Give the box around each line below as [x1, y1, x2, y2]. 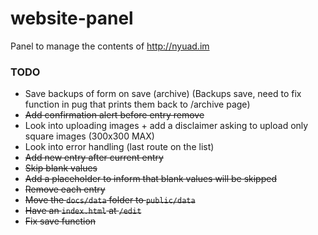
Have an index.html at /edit [24, 205, 142, 217]
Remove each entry [24, 183, 106, 196]
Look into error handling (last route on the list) [24, 141, 215, 153]
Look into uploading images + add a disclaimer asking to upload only [24, 120, 309, 132]
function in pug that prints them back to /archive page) [24, 98, 251, 111]
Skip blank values [24, 162, 98, 174]
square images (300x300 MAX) [24, 130, 155, 142]
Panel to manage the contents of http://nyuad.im [10, 40, 210, 52]
